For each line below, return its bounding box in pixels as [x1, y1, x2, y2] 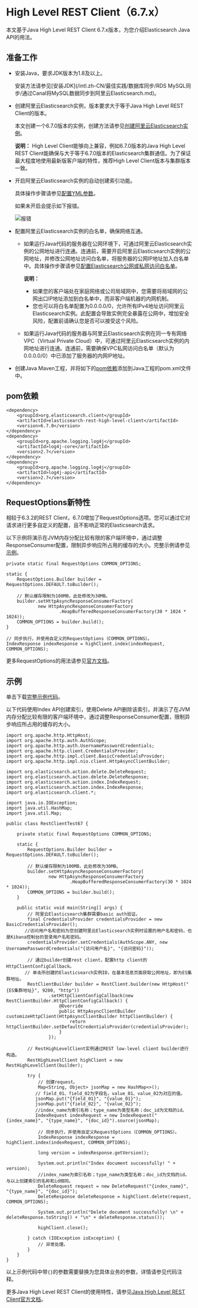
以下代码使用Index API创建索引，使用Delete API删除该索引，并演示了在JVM [6, 706, 190, 713]
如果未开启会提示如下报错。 [14, 202, 83, 209]
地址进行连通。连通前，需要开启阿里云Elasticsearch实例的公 [44, 247, 191, 254]
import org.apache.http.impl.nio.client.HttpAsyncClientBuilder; [6, 759, 170, 765]
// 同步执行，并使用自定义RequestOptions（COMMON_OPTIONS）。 [37, 1129, 180, 1135]
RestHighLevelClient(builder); [6, 1062, 83, 1068]
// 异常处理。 [37, 1242, 68, 1247]
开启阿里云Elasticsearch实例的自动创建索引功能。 [14, 177, 136, 184]
